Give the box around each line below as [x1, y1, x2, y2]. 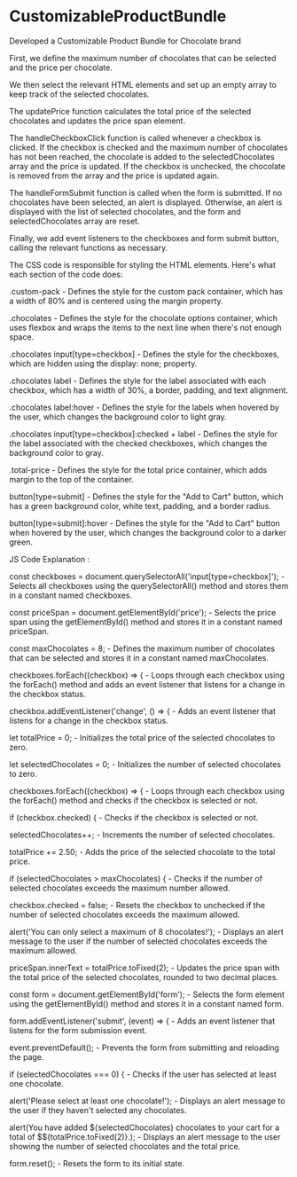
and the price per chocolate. [9, 62, 113, 73]
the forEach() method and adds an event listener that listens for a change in [9, 679, 285, 689]
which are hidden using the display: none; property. [9, 357, 198, 369]
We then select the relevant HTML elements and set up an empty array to [9, 79, 277, 90]
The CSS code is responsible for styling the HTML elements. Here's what [9, 259, 277, 270]
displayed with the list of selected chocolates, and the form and [9, 206, 241, 216]
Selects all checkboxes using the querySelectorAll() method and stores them [9, 580, 289, 591]
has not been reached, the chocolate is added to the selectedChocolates [9, 151, 275, 161]
